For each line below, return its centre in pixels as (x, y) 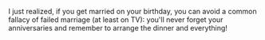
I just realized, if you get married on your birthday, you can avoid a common (132, 11)
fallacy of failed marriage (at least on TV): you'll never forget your (116, 20)
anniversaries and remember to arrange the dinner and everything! (118, 28)
